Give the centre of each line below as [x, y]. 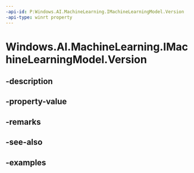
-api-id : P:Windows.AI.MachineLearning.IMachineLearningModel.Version [95, 12]
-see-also [24, 142]
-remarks [23, 122]
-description [29, 81]
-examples [26, 163]
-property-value [36, 102]
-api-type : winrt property [39, 17]
